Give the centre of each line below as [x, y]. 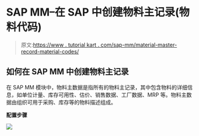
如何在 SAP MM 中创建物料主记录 [68, 72]
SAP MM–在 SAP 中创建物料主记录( [93, 12]
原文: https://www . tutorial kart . [60, 45]
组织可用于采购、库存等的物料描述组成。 [66, 102]
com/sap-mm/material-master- [139, 45]
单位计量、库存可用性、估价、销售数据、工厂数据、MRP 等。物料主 [104, 95]
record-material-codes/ [50, 51]
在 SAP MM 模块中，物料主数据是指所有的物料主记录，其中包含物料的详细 [97, 87]
